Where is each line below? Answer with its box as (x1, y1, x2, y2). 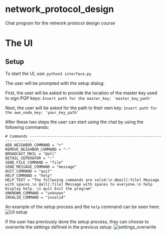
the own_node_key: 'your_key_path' (5, 110, 79, 115)
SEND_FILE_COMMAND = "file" (5, 160, 64, 165)
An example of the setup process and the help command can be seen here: (5, 204, 161, 210)
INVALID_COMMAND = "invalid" (5, 195, 66, 200)
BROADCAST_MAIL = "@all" (5, 151, 57, 156)
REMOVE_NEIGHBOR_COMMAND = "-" (5, 147, 70, 152)
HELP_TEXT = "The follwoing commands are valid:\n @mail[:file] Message (5, 177, 160, 183)
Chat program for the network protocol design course (5, 20, 116, 26)
